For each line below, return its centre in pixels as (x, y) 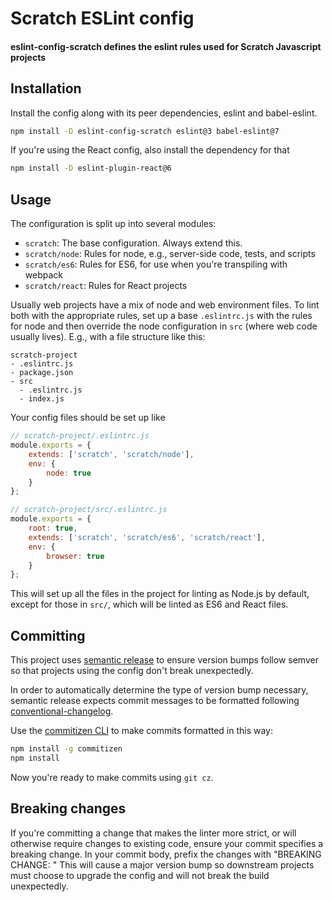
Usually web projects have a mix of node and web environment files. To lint (165, 305)
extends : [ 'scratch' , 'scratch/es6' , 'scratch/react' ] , (147, 537)
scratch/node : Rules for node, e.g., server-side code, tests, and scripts (170, 254)
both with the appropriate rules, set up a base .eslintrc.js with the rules (161, 316)
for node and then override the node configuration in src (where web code (164, 326)
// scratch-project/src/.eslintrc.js (89, 510)
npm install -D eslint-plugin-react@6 (91, 168)
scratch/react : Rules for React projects (106, 286)
